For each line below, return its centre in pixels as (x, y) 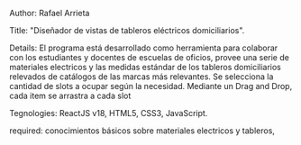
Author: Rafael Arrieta (50, 13)
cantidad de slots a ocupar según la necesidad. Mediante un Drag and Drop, (151, 86)
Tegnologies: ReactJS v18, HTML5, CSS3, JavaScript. (109, 113)
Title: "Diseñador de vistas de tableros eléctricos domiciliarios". (127, 30)
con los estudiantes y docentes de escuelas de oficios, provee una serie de (150, 57)
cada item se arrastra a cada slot (70, 95)
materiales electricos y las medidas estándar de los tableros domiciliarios (146, 67)
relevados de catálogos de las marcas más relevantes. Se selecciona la (141, 77)
